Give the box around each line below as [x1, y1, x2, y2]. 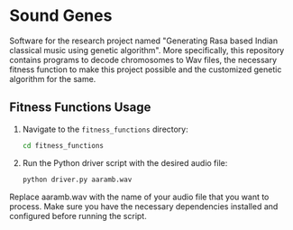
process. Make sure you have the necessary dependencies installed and [9, 200, 279, 212]
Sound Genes [9, 5, 113, 26]
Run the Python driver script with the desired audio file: [22, 157, 228, 168]
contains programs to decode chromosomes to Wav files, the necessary [9, 54, 278, 65]
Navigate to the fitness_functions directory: [22, 124, 189, 134]
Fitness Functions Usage [9, 100, 151, 115]
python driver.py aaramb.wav [22, 175, 133, 184]
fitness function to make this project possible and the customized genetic [9, 64, 282, 75]
